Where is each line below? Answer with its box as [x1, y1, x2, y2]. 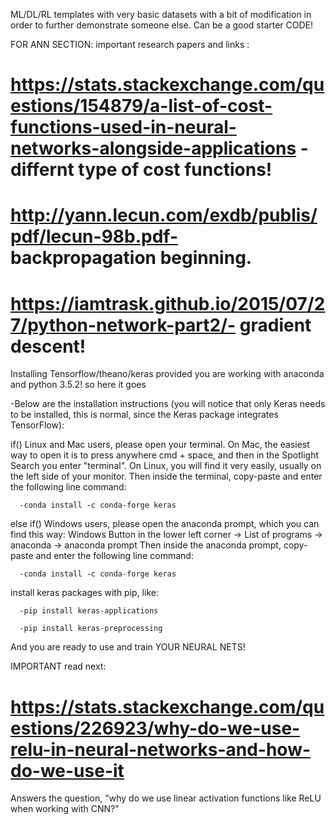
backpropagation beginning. [10, 247, 253, 269]
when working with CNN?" [10, 803, 120, 815]
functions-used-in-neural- [10, 116, 237, 139]
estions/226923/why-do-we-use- [10, 717, 301, 739]
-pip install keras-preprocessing [19, 624, 163, 634]
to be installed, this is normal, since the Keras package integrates [10, 409, 279, 421]
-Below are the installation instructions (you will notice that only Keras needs [10, 398, 326, 410]
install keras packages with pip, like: [10, 587, 159, 599]
